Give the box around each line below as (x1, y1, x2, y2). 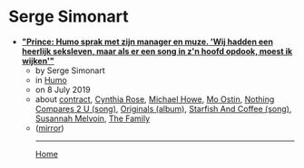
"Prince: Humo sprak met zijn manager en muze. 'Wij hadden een (21, 36, 274, 47)
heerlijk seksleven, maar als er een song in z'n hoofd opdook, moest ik (21, 45, 293, 56)
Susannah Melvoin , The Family (34, 113, 151, 124)
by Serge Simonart (34, 65, 105, 76)
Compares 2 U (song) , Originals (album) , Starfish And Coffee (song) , (34, 103, 292, 114)
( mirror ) (34, 122, 64, 133)
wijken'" (21, 55, 55, 66)
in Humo (34, 74, 67, 85)
